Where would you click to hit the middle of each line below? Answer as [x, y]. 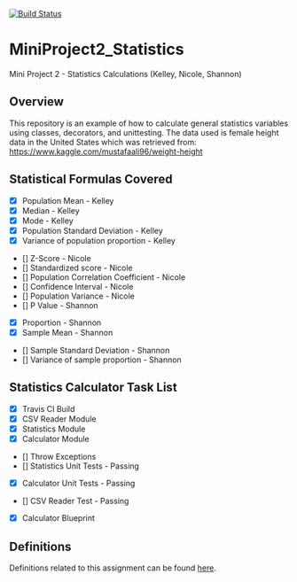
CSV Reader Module [59, 419]
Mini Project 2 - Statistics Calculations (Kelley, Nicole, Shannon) [125, 74]
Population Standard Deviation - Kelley [93, 230]
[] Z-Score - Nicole [56, 258]
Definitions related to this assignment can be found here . [113, 568]
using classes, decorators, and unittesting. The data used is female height [144, 132]
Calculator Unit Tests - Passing [78, 484]
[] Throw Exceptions [59, 457]
